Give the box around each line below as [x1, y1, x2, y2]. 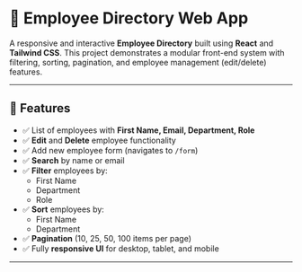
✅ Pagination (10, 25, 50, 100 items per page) [22, 233, 191, 243]
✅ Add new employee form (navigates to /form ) [22, 145, 199, 155]
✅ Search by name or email [22, 154, 125, 165]
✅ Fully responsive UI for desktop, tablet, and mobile [22, 242, 220, 254]
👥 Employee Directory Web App [9, 8, 249, 29]
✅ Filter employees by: [22, 165, 108, 176]
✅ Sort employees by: [22, 204, 105, 215]
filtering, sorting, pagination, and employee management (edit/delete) [9, 57, 267, 67]
